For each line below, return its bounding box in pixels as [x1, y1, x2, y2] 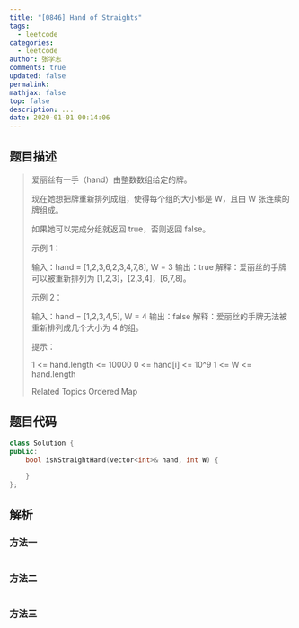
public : [9, 447, 39, 456]
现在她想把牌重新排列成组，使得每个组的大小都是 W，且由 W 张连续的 [31, 193, 290, 204]
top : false [9, 96, 50, 106]
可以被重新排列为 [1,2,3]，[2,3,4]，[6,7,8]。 [31, 273, 191, 283]
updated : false [9, 72, 66, 81]
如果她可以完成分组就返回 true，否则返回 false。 [31, 223, 211, 234]
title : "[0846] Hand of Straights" [9, 13, 143, 22]
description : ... [9, 105, 75, 114]
